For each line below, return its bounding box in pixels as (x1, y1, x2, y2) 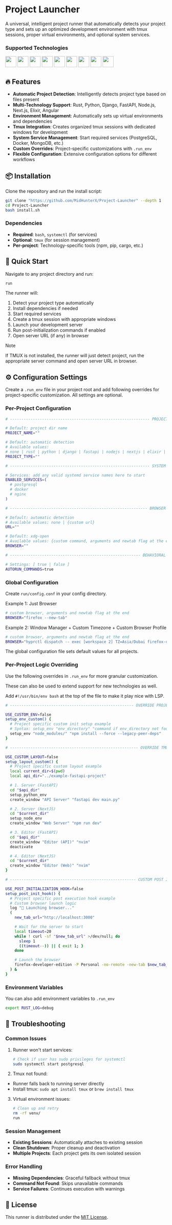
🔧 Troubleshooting (5, 1020, 66, 1028)
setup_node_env (10, 816, 42, 821)
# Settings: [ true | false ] (5, 562, 70, 567)
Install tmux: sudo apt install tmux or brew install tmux (12, 1086, 134, 1092)
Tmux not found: (12, 1070, 48, 1077)
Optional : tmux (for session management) (12, 237, 100, 243)
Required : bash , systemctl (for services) (12, 231, 97, 237)
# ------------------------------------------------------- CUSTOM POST (5, 877, 164, 883)
